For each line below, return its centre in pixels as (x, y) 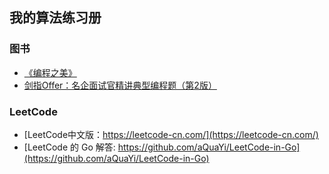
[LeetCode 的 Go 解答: (69, 147)
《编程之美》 (50, 72)
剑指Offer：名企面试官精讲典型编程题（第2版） (120, 85)
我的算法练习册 (55, 18)
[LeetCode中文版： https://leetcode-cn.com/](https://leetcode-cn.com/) (171, 134)
